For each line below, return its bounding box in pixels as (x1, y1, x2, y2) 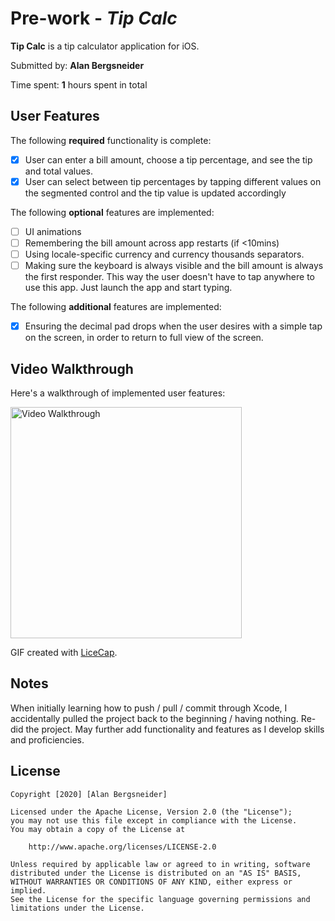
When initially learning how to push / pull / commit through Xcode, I (10, 702, 288, 714)
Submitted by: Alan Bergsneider (10, 59, 145, 71)
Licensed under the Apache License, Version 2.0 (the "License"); (10, 807, 293, 817)
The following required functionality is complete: (10, 134, 212, 146)
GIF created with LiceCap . (10, 647, 118, 658)
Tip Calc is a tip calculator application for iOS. (10, 40, 200, 52)
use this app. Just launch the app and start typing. (24, 282, 233, 294)
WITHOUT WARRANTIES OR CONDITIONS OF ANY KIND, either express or (10, 877, 293, 887)
